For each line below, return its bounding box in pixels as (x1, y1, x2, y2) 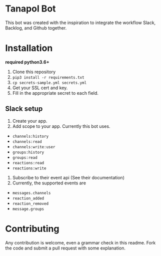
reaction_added (12, 196, 44, 201)
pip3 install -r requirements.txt (12, 75, 84, 80)
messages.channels (12, 190, 51, 195)
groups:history (12, 150, 44, 155)
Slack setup (5, 105, 43, 113)
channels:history (12, 134, 49, 139)
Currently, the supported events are (12, 180, 86, 186)
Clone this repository (12, 69, 56, 75)
